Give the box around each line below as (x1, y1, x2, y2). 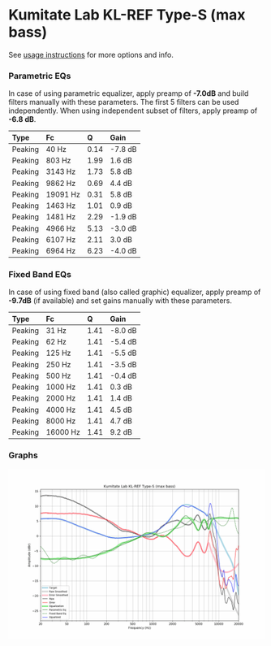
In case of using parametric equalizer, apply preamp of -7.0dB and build (8, 89, 249, 98)
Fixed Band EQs (8, 268, 71, 280)
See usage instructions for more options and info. (8, 50, 174, 59)
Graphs (8, 449, 38, 461)
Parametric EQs (8, 70, 71, 81)
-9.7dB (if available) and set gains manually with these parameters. (8, 296, 233, 306)
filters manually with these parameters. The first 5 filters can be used (8, 98, 239, 107)
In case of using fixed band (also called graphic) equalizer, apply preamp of (8, 287, 261, 297)
